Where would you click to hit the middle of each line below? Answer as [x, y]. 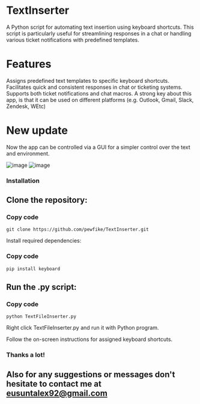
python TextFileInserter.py [41, 317]
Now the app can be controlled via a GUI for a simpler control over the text [98, 147]
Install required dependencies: [44, 241]
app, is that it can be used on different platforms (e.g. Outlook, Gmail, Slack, [100, 100]
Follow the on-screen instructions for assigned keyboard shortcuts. [89, 339]
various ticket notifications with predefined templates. [73, 40]
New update [37, 131]
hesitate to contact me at [54, 384]
